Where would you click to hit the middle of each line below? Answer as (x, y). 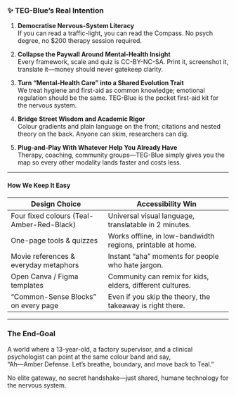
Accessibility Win (166, 204)
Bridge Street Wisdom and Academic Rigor (81, 119)
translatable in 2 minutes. (150, 224)
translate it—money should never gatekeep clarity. (90, 70)
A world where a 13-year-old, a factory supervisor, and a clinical (100, 349)
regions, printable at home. (152, 245)
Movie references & (43, 256)
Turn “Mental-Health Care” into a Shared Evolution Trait (100, 83)
